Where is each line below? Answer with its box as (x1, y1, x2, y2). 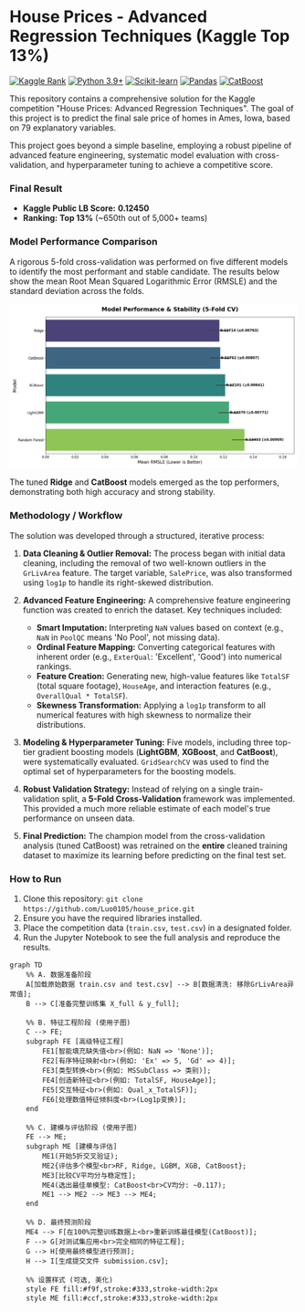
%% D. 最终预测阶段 (26, 1218, 91, 1227)
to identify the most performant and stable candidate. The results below (9, 266, 280, 277)
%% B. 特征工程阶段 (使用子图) (26, 1018, 131, 1028)
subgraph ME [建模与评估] (26, 1142, 118, 1151)
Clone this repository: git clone (22, 893, 143, 905)
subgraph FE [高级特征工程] (26, 1037, 125, 1046)
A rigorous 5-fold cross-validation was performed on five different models (9, 256, 289, 267)
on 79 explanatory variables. (9, 121, 117, 133)
